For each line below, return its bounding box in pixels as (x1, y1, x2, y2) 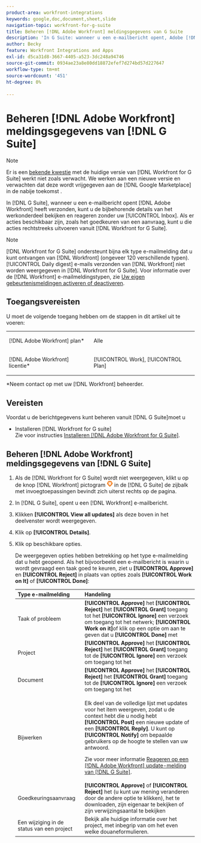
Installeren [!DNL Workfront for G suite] (14, 425, 112, 433)
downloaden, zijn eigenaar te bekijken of (84, 801, 184, 808)
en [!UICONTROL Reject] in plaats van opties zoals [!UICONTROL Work (14, 571, 192, 578)
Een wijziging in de (17, 818, 64, 826)
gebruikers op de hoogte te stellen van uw (84, 737, 188, 744)
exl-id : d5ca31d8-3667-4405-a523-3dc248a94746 (6, 54, 124, 60)
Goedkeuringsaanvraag (17, 794, 76, 801)
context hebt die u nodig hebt (84, 712, 157, 719)
